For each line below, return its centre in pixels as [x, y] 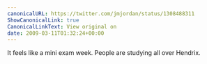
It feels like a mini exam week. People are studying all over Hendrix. [104, 53]
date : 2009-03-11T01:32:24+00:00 [56, 33]
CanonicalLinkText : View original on [62, 26]
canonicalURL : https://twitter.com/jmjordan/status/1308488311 [101, 14]
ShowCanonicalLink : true [43, 20]
